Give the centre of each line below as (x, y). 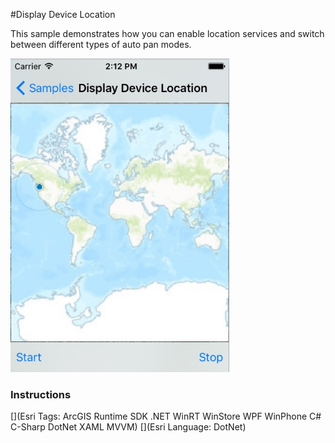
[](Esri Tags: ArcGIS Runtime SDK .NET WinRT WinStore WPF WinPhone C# (166, 416)
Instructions (41, 394)
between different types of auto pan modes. (101, 44)
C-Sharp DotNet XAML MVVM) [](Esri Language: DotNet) (128, 427)
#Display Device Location (63, 14)
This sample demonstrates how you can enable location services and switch (167, 33)
